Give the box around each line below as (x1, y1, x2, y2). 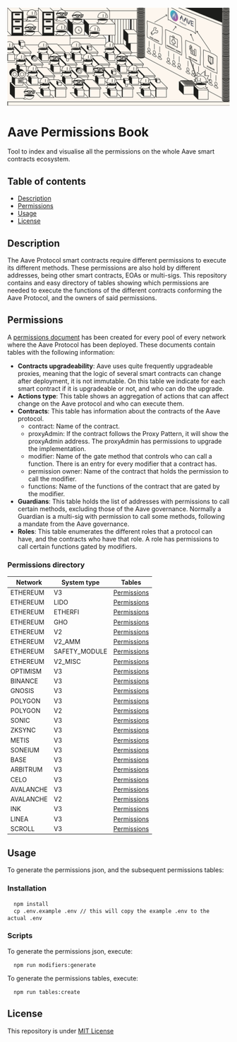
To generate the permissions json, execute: (7, 946, 133, 956)
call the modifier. (28, 474, 78, 483)
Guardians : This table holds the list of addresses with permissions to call (17, 497, 230, 505)
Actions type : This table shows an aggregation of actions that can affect (17, 391, 229, 400)
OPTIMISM (10, 667, 42, 675)
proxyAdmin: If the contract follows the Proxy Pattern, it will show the (28, 429, 229, 437)
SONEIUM (10, 745, 40, 754)
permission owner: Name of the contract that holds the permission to (28, 466, 229, 475)
